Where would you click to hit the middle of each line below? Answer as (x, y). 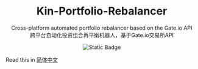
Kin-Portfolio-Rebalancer (102, 11)
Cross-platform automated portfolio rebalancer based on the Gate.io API (102, 28)
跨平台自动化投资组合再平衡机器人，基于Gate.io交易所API (102, 35)
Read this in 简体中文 (32, 59)
